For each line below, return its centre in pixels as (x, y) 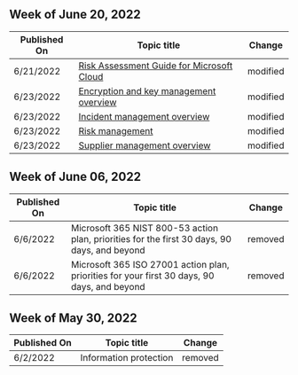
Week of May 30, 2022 (73, 318)
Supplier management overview (145, 145)
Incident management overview (144, 116)
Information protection (127, 358)
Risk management (116, 130)
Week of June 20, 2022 (75, 15)
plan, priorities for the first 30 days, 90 (151, 238)
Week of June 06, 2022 (75, 177)
